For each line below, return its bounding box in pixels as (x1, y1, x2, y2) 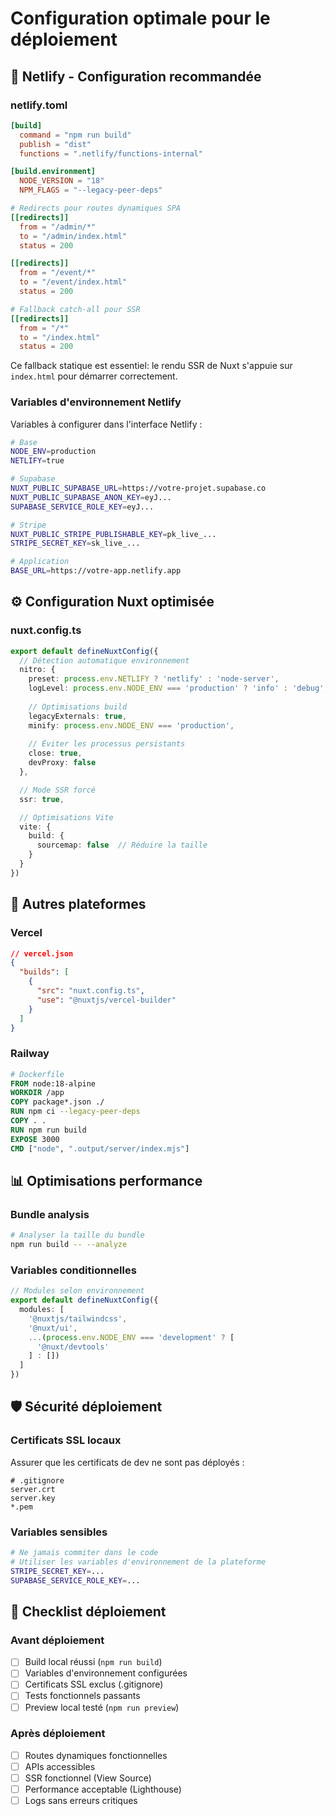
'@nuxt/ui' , (28, 1323, 78, 1333)
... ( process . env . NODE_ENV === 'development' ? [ (28, 1332, 235, 1342)
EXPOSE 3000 (10, 1134, 60, 1144)
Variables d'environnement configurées (24, 1667, 188, 1679)
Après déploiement (10, 1727, 106, 1741)
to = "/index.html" (19, 332, 101, 342)
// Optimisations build (28, 702, 128, 712)
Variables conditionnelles (10, 1263, 137, 1277)
